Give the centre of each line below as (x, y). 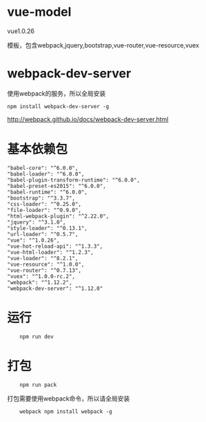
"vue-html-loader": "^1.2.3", (51, 252)
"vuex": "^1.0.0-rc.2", (41, 276)
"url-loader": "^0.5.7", (43, 234)
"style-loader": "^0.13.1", (48, 228)
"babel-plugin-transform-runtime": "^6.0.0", (73, 180)
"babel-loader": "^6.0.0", (46, 174)
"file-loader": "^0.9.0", (44, 210)
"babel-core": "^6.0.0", (43, 168)
